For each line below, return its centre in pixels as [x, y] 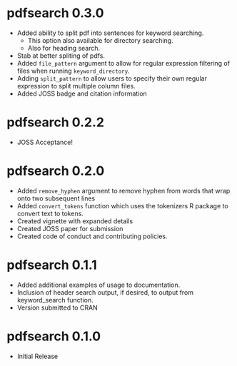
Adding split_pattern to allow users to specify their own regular [112, 78]
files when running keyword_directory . [73, 71]
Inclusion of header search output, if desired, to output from [105, 292]
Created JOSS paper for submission [70, 228]
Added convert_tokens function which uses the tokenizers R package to [123, 205]
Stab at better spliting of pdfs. [61, 56]
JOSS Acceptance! [45, 142]
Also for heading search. [64, 48]
